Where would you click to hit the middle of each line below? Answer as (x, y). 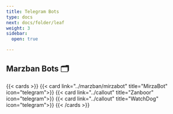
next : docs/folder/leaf (35, 22)
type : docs (19, 17)
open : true (25, 39)
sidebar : (17, 34)
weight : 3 (18, 28)
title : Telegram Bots (33, 12)
